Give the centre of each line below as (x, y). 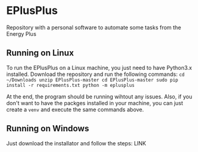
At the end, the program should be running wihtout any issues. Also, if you (99, 96)
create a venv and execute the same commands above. (75, 109)
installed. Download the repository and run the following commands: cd (95, 74)
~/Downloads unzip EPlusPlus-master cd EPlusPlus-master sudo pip (92, 80)
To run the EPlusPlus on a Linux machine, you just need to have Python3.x (99, 67)
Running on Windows (48, 129)
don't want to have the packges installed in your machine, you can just (95, 103)
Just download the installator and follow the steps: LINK (76, 143)
